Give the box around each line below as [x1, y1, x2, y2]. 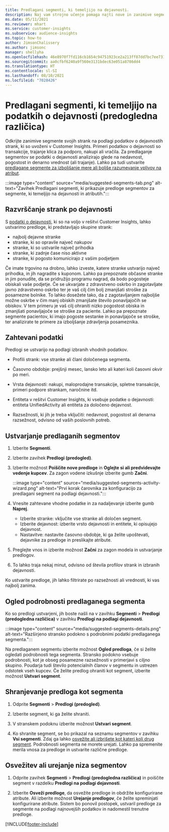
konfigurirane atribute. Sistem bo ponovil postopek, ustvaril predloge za [12, 800, 161, 806]
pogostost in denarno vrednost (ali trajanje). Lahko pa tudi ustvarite [5, 159, 145, 165]
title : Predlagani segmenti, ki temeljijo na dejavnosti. [5, 7, 129, 13]
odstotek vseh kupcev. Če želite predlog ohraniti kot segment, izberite [5, 667, 150, 673]
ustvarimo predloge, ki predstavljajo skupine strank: [5, 224, 113, 230]
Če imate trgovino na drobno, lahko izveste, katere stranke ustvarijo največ [5, 265, 160, 271]
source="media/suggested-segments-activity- [63, 480, 160, 486]
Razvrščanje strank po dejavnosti [5, 205, 112, 214]
